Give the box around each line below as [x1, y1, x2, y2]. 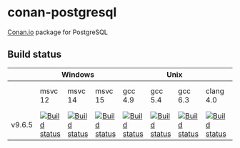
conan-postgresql [7, 4, 117, 21]
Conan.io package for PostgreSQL [7, 28, 109, 36]
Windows [61, 69, 95, 79]
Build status [7, 48, 62, 60]
